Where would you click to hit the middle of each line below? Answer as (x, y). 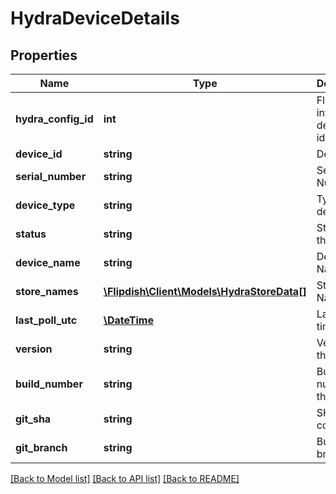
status (31, 234)
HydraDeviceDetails (95, 18)
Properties (44, 55)
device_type (45, 205)
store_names (47, 291)
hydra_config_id (54, 119)
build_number (49, 384)
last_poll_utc (46, 320)
